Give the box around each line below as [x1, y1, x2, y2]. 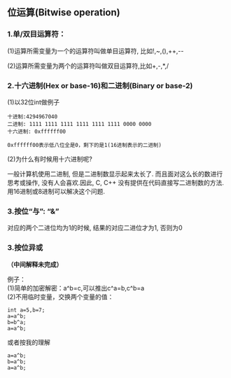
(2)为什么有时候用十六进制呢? [7, 155, 92, 163]
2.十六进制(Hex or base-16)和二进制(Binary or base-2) [7, 80, 193, 90]
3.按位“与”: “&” [7, 206, 59, 216]
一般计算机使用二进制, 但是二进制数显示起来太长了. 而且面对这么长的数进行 [7, 169, 223, 178]
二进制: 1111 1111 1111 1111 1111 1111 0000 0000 [7, 120, 152, 127]
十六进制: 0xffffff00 [7, 128, 66, 135]
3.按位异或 [7, 243, 43, 253]
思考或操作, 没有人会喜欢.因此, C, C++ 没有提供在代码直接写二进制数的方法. [7, 178, 224, 187]
